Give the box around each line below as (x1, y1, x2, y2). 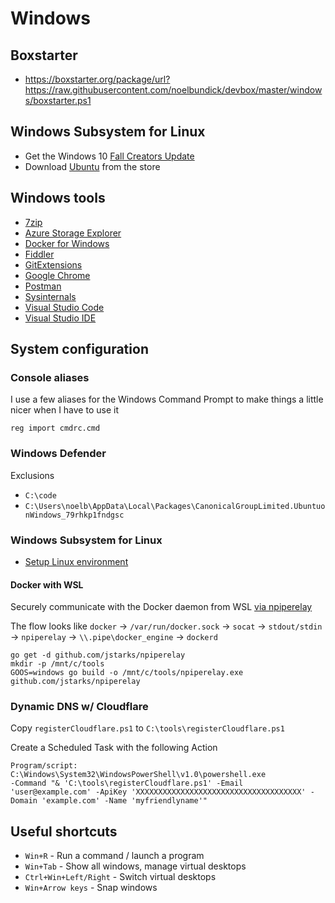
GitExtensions (24, 258, 83, 271)
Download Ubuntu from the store (24, 160, 161, 172)
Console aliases (10, 370, 90, 384)
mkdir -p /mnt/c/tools (10, 659, 105, 669)
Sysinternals (24, 290, 77, 302)
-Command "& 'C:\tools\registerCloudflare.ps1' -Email (10, 778, 244, 789)
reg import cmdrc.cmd (10, 423, 101, 434)
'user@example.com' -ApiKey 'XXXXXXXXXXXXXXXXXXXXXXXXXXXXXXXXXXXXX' (10, 787, 307, 797)
